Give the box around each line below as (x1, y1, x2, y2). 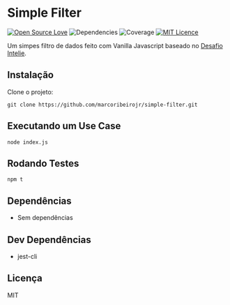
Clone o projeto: (7, 87, 54, 96)
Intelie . (7, 49, 26, 57)
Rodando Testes (7, 157, 79, 169)
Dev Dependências (7, 234, 92, 246)
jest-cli (17, 253, 38, 260)
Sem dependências (17, 214, 73, 222)
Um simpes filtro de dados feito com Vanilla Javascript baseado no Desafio (7, 41, 223, 50)
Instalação (7, 69, 54, 81)
